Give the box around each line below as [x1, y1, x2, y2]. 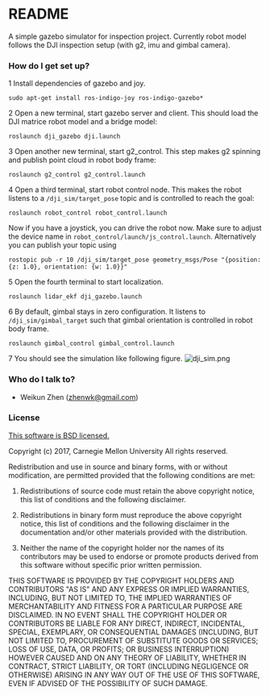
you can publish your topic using [8, 240, 117, 250]
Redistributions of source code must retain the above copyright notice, [19, 485, 255, 496]
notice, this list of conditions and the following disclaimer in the [19, 518, 230, 528]
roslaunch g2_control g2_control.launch [8, 171, 147, 179]
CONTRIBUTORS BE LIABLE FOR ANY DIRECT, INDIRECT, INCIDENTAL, [8, 618, 246, 628]
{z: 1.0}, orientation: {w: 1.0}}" [8, 263, 128, 271]
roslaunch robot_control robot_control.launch [8, 209, 168, 218]
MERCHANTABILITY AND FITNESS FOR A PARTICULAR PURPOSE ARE [8, 601, 243, 611]
